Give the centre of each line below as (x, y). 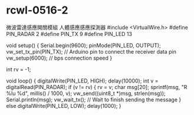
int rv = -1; (19, 69)
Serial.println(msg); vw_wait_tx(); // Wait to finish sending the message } (94, 99)
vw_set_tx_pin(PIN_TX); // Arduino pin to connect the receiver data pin (91, 51)
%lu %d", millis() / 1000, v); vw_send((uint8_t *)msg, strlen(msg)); (86, 93)
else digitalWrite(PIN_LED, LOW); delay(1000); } (64, 106)
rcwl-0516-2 (37, 10)
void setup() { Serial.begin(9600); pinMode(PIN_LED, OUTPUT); (83, 45)
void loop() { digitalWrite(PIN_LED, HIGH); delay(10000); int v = (82, 81)
